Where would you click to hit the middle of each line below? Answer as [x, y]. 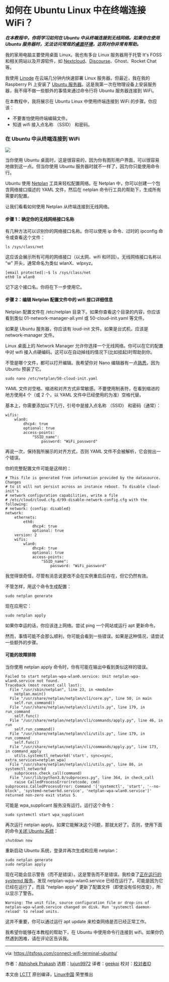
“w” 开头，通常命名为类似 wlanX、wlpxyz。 [50, 263]
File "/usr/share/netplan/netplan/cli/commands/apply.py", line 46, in [87, 720]
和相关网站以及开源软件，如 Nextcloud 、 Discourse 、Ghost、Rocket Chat [81, 61]
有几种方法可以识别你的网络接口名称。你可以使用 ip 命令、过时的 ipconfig [81, 231]
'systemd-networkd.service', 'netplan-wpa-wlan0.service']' [88, 791]
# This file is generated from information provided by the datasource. [83, 478]
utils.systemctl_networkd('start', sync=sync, [64, 755]
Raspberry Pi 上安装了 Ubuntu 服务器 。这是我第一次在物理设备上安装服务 [81, 84]
